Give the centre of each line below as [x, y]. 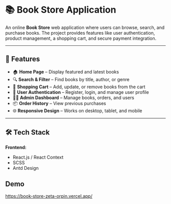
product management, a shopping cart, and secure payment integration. [81, 38]
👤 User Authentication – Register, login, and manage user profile [81, 92]
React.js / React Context [38, 157]
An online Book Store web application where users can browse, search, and [85, 27]
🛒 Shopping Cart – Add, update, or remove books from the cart [79, 87]
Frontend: [16, 147]
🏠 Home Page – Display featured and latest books [66, 71]
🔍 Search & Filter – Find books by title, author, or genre [71, 79]
